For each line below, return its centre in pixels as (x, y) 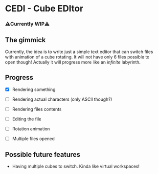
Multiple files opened (33, 139)
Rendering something (34, 89)
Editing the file (27, 119)
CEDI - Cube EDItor (44, 9)
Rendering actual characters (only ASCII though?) (62, 99)
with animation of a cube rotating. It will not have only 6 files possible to (77, 57)
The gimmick (25, 40)
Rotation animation (31, 129)
